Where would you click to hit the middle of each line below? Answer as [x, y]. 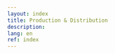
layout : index [28, 14]
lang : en [20, 33]
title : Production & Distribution [58, 20]
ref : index [23, 40]
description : [26, 27]
